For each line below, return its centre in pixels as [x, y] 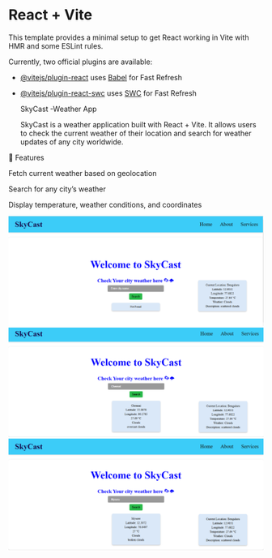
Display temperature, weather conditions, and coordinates [105, 204]
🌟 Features [26, 157]
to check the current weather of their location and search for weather [136, 133]
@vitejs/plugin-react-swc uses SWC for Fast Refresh [108, 93]
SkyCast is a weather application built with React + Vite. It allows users [138, 124]
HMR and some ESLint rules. [56, 45]
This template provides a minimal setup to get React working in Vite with [129, 37]
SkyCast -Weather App [58, 109]
